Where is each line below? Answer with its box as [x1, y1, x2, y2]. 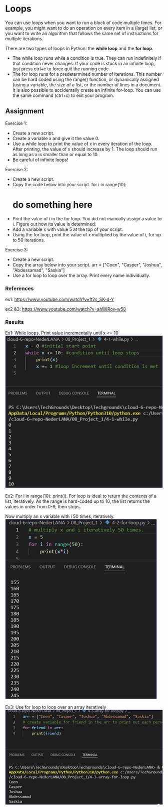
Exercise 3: [5, 246, 28, 252]
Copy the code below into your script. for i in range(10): [12, 181, 126, 187]
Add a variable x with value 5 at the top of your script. [12, 226, 123, 232]
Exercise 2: [5, 166, 28, 172]
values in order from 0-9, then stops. [5, 504, 81, 510]
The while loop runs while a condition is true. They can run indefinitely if [12, 55, 161, 61]
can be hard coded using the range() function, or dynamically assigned [12, 76, 159, 82]
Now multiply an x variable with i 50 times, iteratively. [5, 513, 115, 519]
